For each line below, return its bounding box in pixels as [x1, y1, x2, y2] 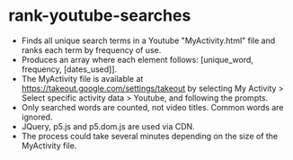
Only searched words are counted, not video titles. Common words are [21, 102, 284, 112]
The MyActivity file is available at [21, 73, 144, 84]
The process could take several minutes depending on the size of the [21, 130, 279, 141]
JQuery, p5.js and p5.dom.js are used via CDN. [21, 120, 195, 131]
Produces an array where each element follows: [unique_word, [21, 54, 253, 65]
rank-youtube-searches [8, 5, 191, 26]
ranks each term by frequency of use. [21, 44, 162, 55]
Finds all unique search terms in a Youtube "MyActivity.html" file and [21, 35, 276, 46]
